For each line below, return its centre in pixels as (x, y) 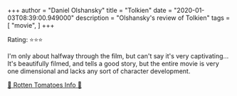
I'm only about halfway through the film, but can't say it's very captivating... (118, 56)
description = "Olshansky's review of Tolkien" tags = (153, 18)
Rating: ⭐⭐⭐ (25, 39)
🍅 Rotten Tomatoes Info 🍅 (44, 85)
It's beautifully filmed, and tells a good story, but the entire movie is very (113, 64)
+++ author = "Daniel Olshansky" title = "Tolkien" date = (90, 10)
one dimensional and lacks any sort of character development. (99, 71)
